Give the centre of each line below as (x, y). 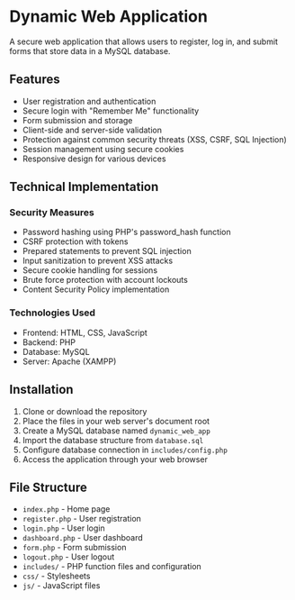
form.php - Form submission (74, 548)
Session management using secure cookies (103, 149)
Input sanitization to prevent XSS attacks (98, 261)
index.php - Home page (66, 509)
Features (35, 80)
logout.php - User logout (68, 557)
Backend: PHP (49, 342)
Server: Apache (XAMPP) (69, 361)
